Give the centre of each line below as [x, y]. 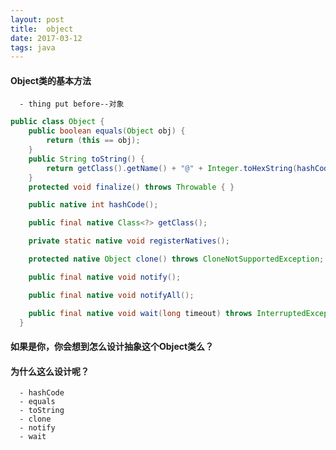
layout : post [37, 19]
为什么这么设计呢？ [50, 371]
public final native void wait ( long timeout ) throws [140, 313]
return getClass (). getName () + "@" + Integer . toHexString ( [172, 168]
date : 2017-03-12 [46, 38]
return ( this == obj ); [93, 141]
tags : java [33, 47]
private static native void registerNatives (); [129, 241]
